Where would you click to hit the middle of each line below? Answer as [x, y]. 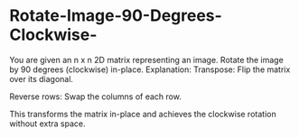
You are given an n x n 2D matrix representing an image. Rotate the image [147, 60]
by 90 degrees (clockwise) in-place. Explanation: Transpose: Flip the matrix [150, 69]
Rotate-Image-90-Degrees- [116, 16]
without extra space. [47, 124]
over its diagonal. [42, 78]
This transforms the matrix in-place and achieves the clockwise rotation [143, 114]
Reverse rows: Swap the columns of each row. [96, 97]
